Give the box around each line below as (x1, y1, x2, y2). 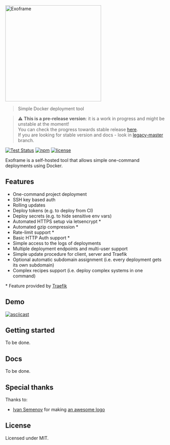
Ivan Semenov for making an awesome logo (12, 407, 105, 413)
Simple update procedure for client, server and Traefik (12, 251, 128, 257)
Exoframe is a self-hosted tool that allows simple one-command (5, 157, 140, 163)
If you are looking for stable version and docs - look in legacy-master (17, 132, 163, 138)
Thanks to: (5, 397, 28, 403)
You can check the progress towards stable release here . (17, 127, 138, 132)
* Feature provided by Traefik (5, 282, 67, 289)
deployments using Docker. (5, 163, 63, 169)
